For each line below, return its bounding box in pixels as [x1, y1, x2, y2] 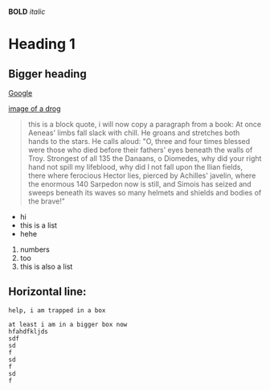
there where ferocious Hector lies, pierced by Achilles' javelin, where [27, 171, 256, 180]
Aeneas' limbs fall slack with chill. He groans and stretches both [27, 128, 240, 138]
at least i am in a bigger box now [8, 320, 128, 328]
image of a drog [8, 104, 62, 113]
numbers [19, 245, 51, 254]
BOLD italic [8, 7, 46, 16]
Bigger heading [8, 67, 87, 80]
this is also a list [19, 261, 73, 271]
